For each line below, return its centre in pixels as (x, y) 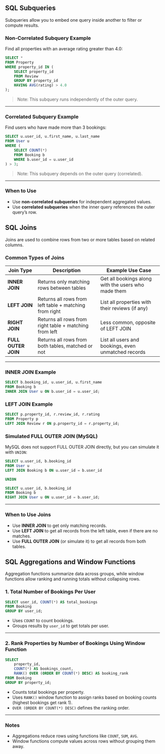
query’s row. (25, 212)
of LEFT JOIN (116, 329)
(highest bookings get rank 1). (42, 702)
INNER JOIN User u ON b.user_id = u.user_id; (52, 391)
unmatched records (123, 352)
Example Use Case (129, 270)
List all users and (120, 339)
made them (113, 291)
